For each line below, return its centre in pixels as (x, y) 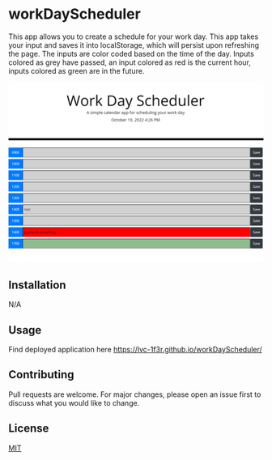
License (29, 429)
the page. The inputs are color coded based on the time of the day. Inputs (132, 53)
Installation (37, 285)
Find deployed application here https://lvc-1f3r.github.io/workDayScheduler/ (136, 349)
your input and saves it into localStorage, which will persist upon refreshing (134, 45)
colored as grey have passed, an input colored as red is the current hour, (130, 62)
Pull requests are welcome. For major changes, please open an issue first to (135, 394)
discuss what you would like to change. (74, 402)
